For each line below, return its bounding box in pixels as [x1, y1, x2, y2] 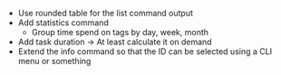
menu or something [17, 56, 92, 66]
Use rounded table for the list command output [17, 8, 193, 18]
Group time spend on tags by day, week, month [31, 27, 209, 37]
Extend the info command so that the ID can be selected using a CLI [17, 46, 273, 57]
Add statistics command [17, 17, 109, 28]
